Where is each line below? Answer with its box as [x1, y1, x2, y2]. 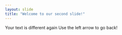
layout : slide [5, 7, 34, 12]
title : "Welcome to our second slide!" [5, 12, 85, 16]
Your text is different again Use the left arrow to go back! [5, 24, 118, 30]
